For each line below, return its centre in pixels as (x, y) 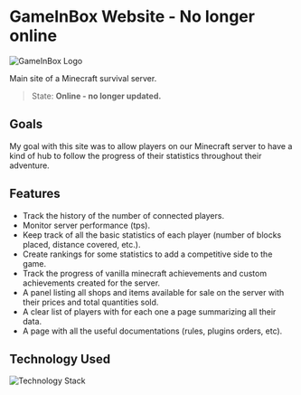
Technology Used (60, 359)
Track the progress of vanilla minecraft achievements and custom (145, 273)
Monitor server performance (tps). (86, 225)
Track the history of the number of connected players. (123, 215)
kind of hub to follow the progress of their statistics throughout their (136, 155)
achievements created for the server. (91, 283)
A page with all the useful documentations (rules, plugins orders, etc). (152, 331)
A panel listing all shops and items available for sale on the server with (153, 292)
